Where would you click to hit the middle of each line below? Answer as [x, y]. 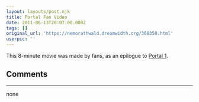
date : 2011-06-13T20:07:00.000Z [46, 22]
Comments [27, 74]
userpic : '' [21, 39]
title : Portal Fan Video [37, 17]
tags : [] [17, 28]
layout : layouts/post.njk [38, 11]
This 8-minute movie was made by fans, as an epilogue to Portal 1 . [87, 56]
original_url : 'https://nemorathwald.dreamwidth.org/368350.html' [90, 34]
